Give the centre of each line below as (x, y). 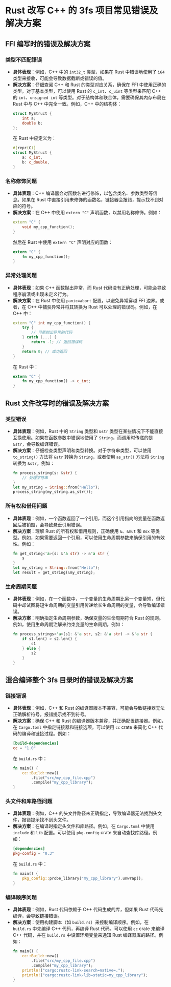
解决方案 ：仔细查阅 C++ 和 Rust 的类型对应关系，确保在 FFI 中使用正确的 (89, 85)
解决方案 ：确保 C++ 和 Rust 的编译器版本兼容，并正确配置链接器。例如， (89, 721)
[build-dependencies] (35, 744)
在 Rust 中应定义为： (34, 138)
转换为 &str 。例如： (34, 463)
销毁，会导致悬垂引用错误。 (55, 525)
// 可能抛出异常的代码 (52, 333)
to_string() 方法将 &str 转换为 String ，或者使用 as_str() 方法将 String (88, 457)
